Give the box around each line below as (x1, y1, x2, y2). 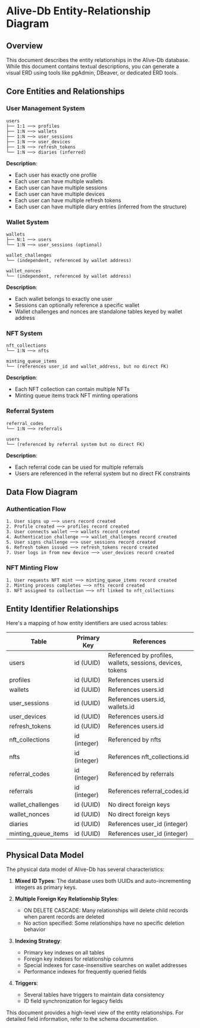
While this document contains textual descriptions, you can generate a (6, 63, 180, 70)
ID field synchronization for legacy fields (23, 998, 123, 1005)
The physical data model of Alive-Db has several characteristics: (6, 866, 165, 873)
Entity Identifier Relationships (6, 604, 119, 614)
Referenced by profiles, (108, 651, 174, 660)
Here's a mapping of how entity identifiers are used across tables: (6, 620, 168, 627)
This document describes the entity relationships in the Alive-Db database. (6, 57, 190, 63)
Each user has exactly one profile (14, 171, 97, 178)
